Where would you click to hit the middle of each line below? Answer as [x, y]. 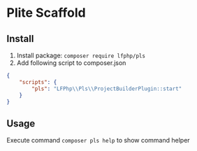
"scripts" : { [38, 82]
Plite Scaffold [46, 13]
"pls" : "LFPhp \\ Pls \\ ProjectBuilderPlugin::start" [107, 89]
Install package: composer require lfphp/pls [81, 55]
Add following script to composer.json [71, 63]
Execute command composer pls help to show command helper [98, 141]
